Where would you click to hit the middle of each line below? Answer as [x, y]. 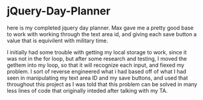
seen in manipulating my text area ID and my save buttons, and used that [97, 78]
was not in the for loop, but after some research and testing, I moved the [97, 58]
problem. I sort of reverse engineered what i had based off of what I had [97, 71]
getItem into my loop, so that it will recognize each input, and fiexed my [96, 65]
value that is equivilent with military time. [57, 40]
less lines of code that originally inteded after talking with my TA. [87, 90]
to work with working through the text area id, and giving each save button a [102, 34]
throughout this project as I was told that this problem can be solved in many [102, 84]
